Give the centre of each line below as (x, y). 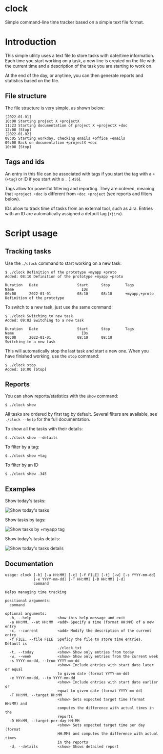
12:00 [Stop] (18, 130)
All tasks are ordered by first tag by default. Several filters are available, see (81, 414)
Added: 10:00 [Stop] (26, 369)
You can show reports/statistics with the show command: (62, 396)
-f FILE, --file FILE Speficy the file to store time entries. (76, 639)
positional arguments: (28, 601)
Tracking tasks (28, 251)
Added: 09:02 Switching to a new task (44, 320)
